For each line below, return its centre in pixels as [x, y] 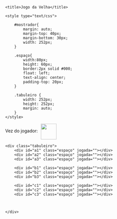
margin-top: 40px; [42, 34]
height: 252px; [39, 104]
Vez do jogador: [21, 131]
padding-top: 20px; [43, 82]
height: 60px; [38, 64]
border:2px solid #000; [48, 69]
